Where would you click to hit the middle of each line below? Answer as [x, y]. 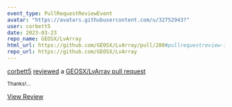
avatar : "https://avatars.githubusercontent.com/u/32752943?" [98, 20]
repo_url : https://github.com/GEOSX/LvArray [72, 52]
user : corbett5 [29, 26]
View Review [25, 96]
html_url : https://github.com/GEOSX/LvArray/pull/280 [86, 45]
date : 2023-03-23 [32, 33]
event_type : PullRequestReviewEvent [60, 13]
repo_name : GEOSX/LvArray [44, 39]
